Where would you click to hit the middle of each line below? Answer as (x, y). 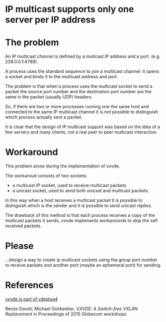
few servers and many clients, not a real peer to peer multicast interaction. (81, 132)
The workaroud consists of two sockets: (46, 176)
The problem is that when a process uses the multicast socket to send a (79, 86)
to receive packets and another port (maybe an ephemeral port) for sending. (83, 265)
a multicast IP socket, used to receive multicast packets (69, 185)
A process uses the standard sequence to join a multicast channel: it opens (82, 71)
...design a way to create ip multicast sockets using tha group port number (81, 260)
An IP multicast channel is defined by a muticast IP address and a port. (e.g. (83, 56)
